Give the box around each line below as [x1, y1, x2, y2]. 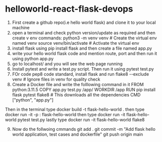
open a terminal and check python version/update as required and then [12, 30, 156, 35]
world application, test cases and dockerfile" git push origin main [12, 131, 143, 137]
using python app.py [12, 55, 54, 61]
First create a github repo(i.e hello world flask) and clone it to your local [12, 19, 156, 25]
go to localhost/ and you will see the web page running [12, 61, 123, 67]
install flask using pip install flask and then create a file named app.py [12, 45, 152, 51]
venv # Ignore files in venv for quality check [12, 76, 101, 82]
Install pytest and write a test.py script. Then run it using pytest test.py [12, 66, 154, 71]
